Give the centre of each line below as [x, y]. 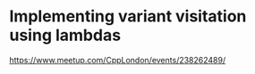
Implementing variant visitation [128, 16]
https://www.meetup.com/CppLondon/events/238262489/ [118, 60]
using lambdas [65, 35]
